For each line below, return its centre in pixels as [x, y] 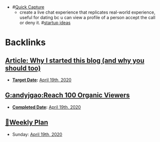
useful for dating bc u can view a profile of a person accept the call [87, 17]
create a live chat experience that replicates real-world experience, [87, 12]
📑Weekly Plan [27, 123]
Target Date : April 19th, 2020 [42, 80]
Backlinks [26, 42]
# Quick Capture [28, 7]
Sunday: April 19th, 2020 [37, 134]
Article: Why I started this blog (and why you [75, 60]
